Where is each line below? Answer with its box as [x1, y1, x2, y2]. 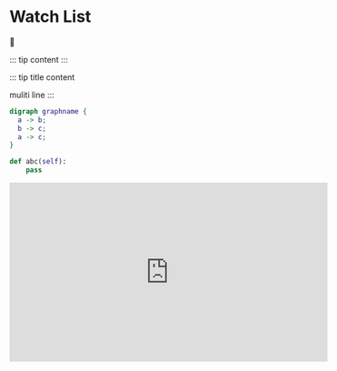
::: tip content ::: [9, 54, 68, 65]
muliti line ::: [9, 89, 55, 100]
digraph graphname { [9, 106, 88, 115]
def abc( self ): [9, 157, 67, 166]
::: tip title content [9, 71, 75, 83]
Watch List [9, 6, 92, 27]
